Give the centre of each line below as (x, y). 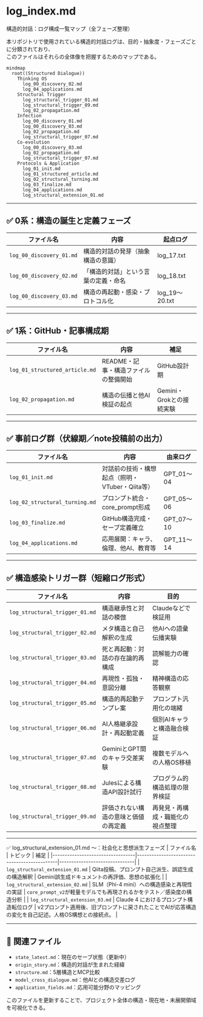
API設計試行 (125, 792)
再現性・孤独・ (123, 679)
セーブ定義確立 (123, 528)
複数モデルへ (170, 753)
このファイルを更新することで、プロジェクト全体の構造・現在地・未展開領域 (101, 1000)
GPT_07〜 (178, 520)
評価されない (120, 808)
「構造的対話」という (114, 272)
